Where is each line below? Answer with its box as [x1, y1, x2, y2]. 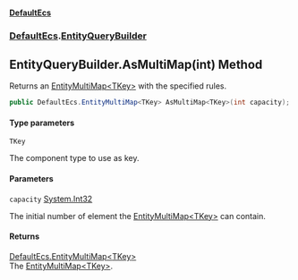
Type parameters [9, 117, 75, 128]
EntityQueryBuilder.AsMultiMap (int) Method [9, 56, 263, 72]
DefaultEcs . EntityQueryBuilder [9, 30, 148, 42]
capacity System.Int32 [9, 193, 93, 204]
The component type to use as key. [9, 153, 140, 164]
